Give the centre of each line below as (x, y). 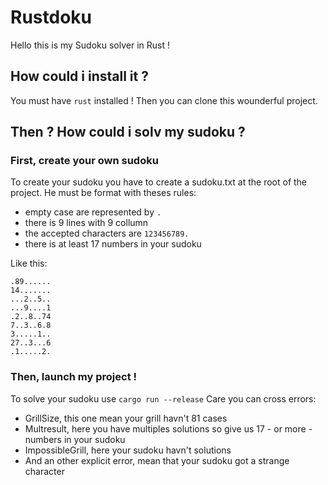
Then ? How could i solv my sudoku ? (128, 132)
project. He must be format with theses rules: (103, 193)
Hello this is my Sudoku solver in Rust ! (90, 45)
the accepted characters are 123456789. (107, 233)
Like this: (29, 263)
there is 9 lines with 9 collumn (86, 223)
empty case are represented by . (93, 212)
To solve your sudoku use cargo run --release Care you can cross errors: (163, 398)
